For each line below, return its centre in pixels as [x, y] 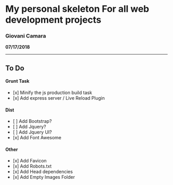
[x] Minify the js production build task [53, 92]
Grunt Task [18, 81]
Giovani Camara [26, 36]
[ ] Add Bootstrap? [32, 121]
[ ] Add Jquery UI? [32, 132]
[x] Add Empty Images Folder [44, 177]
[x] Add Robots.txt [32, 166]
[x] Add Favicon [30, 161]
